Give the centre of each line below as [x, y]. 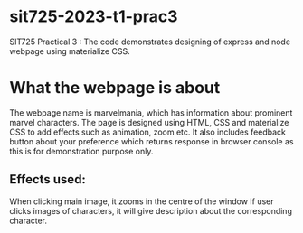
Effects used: [47, 179]
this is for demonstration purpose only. [81, 151]
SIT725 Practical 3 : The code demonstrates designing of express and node [150, 42]
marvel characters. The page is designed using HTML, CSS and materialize [149, 122]
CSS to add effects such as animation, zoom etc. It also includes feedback [148, 132]
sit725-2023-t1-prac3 [94, 17]
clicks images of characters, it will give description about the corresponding [151, 210]
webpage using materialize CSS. [70, 51]
